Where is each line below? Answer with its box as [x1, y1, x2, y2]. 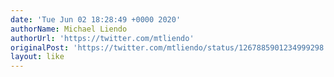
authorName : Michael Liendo [10, 24, 128, 34]
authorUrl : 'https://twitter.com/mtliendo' [10, 33, 195, 43]
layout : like [10, 52, 65, 62]
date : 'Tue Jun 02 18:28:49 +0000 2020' [10, 14, 182, 25]
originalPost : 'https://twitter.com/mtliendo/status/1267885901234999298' [10, 42, 329, 53]
